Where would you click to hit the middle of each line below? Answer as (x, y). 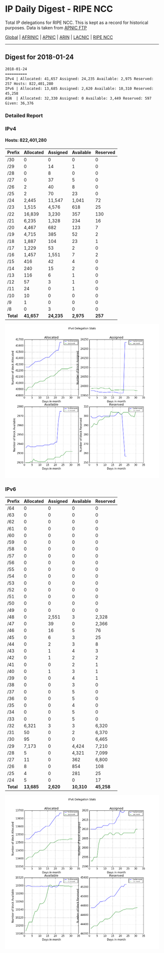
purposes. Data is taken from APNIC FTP (46, 27)
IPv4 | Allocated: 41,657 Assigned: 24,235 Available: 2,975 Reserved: (79, 79)
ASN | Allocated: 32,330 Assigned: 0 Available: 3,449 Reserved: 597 (78, 98)
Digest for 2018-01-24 (40, 57)
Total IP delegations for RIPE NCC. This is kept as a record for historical (77, 22)
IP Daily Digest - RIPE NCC (59, 9)
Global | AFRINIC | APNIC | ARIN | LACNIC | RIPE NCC (59, 37)
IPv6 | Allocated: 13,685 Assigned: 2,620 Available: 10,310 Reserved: (79, 88)
